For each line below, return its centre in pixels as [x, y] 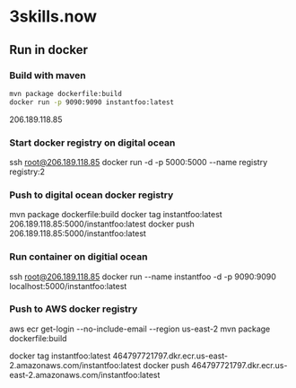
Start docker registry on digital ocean [92, 143]
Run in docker [48, 50]
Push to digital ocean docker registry [91, 195]
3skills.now [53, 17]
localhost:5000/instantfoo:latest [68, 286]
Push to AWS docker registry [74, 309]
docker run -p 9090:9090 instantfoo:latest [92, 102]
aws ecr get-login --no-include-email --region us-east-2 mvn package [140, 329]
